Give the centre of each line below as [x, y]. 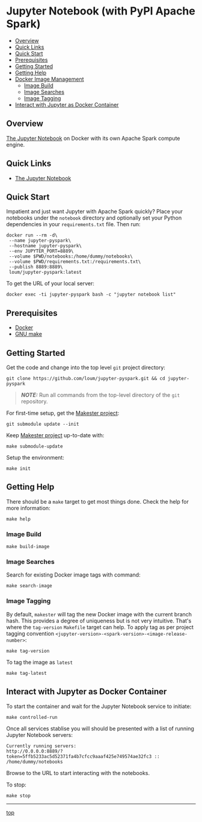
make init [19, 469]
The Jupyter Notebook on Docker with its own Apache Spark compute [93, 138]
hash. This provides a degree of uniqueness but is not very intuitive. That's [99, 621]
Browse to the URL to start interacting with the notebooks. [78, 773]
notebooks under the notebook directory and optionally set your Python [94, 218]
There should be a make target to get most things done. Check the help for [98, 501]
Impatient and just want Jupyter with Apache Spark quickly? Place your [95, 212]
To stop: [17, 785]
